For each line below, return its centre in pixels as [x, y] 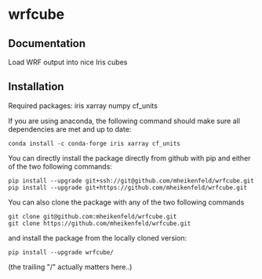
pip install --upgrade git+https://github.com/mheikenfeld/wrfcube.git [127, 187]
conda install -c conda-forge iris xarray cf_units [94, 143]
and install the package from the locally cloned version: [98, 237]
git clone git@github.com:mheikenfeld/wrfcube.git [93, 216]
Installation [36, 87]
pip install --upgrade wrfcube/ [61, 252]
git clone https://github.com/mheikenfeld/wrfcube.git [100, 223]
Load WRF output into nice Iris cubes [68, 62]
